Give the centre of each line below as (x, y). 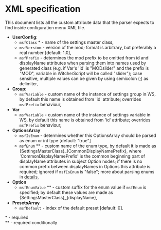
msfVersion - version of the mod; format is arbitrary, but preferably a (88, 47)
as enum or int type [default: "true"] (55, 140)
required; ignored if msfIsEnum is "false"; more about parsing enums (87, 172)
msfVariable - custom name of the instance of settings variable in (85, 115)
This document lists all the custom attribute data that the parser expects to (80, 22)
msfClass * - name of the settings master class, (66, 42)
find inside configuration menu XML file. (45, 27)
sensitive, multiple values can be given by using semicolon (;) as (84, 78)
